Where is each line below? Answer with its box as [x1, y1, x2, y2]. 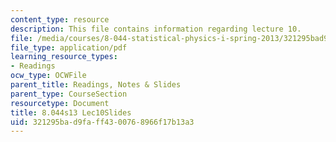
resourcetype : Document [10, 98, 110, 108]
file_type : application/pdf [10, 42, 128, 53]
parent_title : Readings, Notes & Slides [10, 80, 182, 90]
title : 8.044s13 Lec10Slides [10, 107, 132, 118]
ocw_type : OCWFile [10, 71, 87, 81]
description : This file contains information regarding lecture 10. [10, 24, 302, 34]
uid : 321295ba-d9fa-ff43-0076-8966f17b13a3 [10, 117, 195, 127]
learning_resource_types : [10, 52, 118, 62]
